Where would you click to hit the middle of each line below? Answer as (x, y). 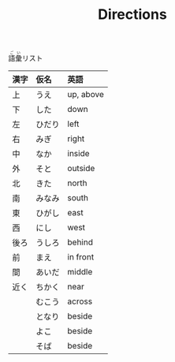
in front (81, 257)
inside (78, 154)
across (80, 301)
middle (80, 272)
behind (80, 242)
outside (81, 169)
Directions (132, 15)
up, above (86, 95)
